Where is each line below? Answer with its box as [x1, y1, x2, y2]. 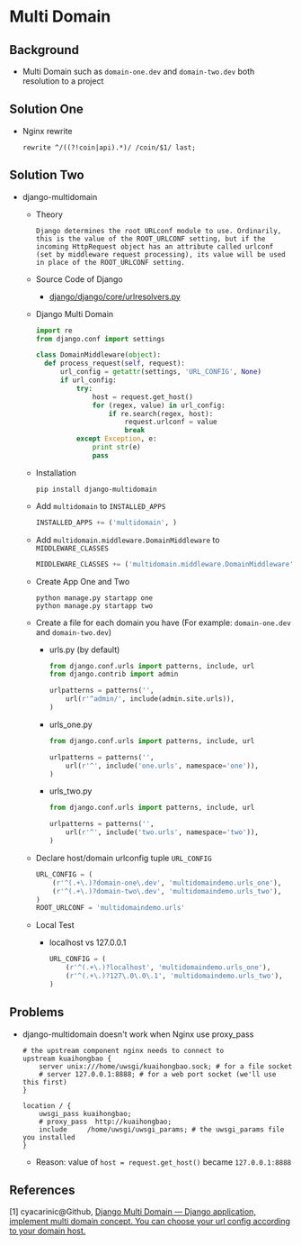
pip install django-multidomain [35, 485, 157, 494]
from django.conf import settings [35, 334, 165, 343]
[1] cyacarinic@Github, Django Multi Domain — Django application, [9, 1206, 256, 1217]
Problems [9, 1004, 65, 1020]
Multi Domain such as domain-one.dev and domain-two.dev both [22, 66, 255, 77]
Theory [35, 209, 63, 220]
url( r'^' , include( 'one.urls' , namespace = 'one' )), [66, 761, 259, 770]
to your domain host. [9, 1225, 86, 1236]
